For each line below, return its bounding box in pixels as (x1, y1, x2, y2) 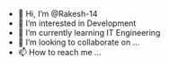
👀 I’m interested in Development (17, 18, 137, 29)
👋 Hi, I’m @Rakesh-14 (17, 9, 98, 19)
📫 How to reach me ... (17, 47, 102, 57)
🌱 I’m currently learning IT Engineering (17, 28, 161, 37)
